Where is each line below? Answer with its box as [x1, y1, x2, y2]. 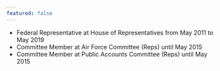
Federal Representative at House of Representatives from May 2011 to [16, 28, 214, 37]
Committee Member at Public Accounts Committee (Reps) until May [16, 50, 208, 58]
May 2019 [16, 35, 45, 44]
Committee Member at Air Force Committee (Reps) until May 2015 [16, 43, 203, 51]
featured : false [6, 9, 53, 17]
